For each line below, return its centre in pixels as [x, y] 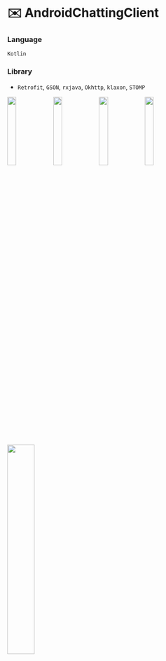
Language [25, 40]
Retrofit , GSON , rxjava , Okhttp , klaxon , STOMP [81, 87]
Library [20, 71]
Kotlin [17, 54]
